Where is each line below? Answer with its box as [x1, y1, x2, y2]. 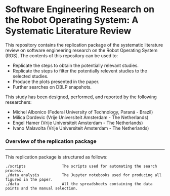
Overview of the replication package [5, 138, 97, 145]
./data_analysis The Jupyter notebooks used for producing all [5, 173, 162, 178]
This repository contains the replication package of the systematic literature [5, 42, 163, 48]
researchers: [5, 99, 32, 105]
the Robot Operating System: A [5, 14, 139, 26]
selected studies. [12, 73, 49, 79]
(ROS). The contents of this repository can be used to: [5, 52, 118, 59]
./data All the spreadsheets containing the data [5, 181, 153, 187]
